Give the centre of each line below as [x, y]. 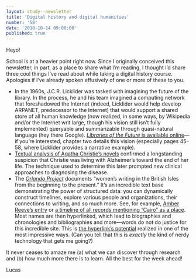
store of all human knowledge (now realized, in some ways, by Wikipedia [102, 116]
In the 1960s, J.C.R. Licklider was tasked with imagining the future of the [102, 91]
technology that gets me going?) [54, 241]
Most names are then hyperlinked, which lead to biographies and [93, 216]
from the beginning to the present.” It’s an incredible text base [89, 185]
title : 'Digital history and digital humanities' [68, 17]
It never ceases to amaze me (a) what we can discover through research [93, 252]
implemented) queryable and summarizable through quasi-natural [94, 129]
